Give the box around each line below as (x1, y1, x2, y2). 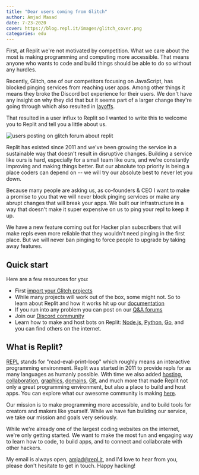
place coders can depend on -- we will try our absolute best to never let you (6, 169, 193, 176)
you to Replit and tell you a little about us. (6, 121, 107, 128)
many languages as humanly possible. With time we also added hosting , (6, 370, 183, 378)
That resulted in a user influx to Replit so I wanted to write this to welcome (6, 114, 188, 122)
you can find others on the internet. (14, 325, 102, 332)
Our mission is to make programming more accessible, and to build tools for (6, 401, 192, 408)
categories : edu (6, 31, 46, 37)
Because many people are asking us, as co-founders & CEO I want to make (6, 187, 190, 194)
